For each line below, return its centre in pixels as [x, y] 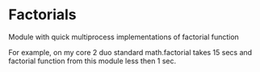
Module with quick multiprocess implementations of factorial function [124, 37]
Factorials [42, 15]
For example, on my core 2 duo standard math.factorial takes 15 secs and [130, 52]
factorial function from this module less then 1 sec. [92, 61]
